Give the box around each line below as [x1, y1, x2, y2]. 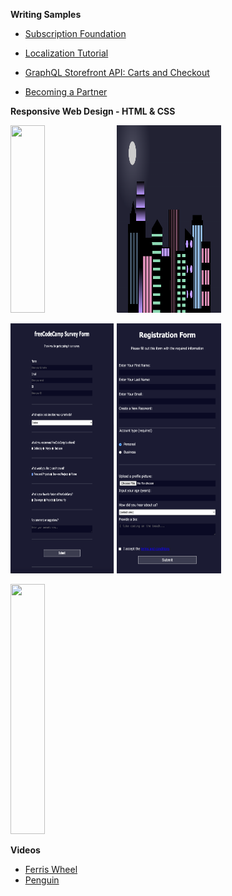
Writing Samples [10, 9, 82, 20]
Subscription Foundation [24, 28, 127, 39]
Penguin [24, 874, 60, 886]
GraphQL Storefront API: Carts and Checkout [24, 67, 210, 78]
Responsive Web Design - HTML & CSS [10, 105, 176, 117]
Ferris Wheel [24, 864, 78, 875]
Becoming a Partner [24, 86, 108, 98]
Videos [10, 844, 41, 856]
